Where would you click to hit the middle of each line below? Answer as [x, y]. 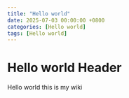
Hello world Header [64, 68]
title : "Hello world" [39, 14]
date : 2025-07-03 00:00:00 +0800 [56, 20]
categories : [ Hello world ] [47, 27]
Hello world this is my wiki [45, 87]
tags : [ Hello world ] [38, 33]
